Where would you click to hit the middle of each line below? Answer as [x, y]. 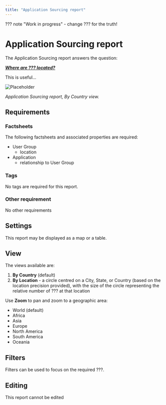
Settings [19, 226]
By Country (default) [34, 275]
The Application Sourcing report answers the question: [62, 58]
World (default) [28, 310]
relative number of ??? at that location [51, 291]
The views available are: [30, 266]
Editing [16, 385]
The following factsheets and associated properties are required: [72, 137]
